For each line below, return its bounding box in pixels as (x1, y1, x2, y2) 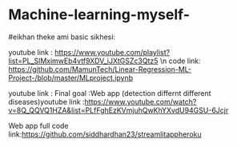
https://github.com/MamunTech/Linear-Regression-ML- (8, 64, 192, 73)
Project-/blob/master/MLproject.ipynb (8, 73, 134, 82)
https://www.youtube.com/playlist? (54, 47, 171, 57)
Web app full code (8, 121, 70, 130)
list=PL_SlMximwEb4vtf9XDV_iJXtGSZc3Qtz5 (8, 56, 159, 66)
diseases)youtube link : (8, 97, 86, 106)
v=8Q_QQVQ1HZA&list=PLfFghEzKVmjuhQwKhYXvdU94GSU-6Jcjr (8, 105, 229, 115)
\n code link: (159, 56, 202, 66)
